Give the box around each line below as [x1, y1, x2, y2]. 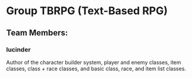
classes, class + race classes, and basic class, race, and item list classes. [6, 65, 186, 72]
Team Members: [6, 28, 68, 38]
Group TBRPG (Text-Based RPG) [6, 4, 168, 18]
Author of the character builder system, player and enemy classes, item [6, 58, 181, 66]
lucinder [6, 45, 31, 54]
